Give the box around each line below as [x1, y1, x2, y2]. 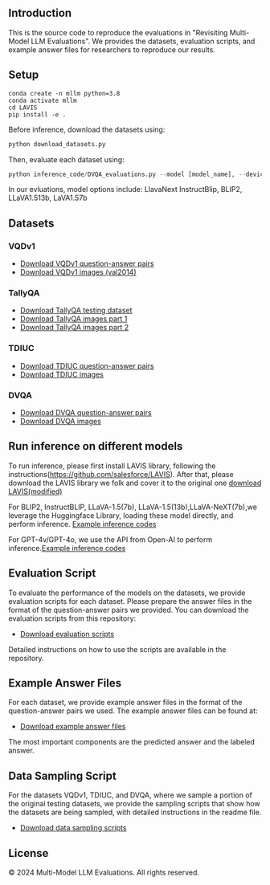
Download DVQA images [19, 416, 102, 426]
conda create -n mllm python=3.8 [8, 89, 121, 97]
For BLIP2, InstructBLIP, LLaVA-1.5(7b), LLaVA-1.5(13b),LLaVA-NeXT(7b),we [8, 502, 257, 512]
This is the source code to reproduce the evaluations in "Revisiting [8, 27, 228, 37]
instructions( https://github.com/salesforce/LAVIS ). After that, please [8, 469, 235, 479]
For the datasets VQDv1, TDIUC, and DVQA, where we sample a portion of [8, 790, 253, 800]
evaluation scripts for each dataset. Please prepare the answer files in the [8, 596, 252, 606]
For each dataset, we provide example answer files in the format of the [8, 698, 243, 708]
